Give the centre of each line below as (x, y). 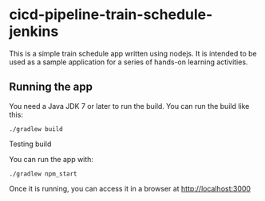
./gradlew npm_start (44, 174)
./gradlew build (36, 129)
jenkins (34, 31)
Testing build (30, 144)
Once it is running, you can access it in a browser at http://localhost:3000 (130, 188)
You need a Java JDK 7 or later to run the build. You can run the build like (129, 106)
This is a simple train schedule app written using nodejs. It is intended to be (133, 53)
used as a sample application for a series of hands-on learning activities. (129, 62)
